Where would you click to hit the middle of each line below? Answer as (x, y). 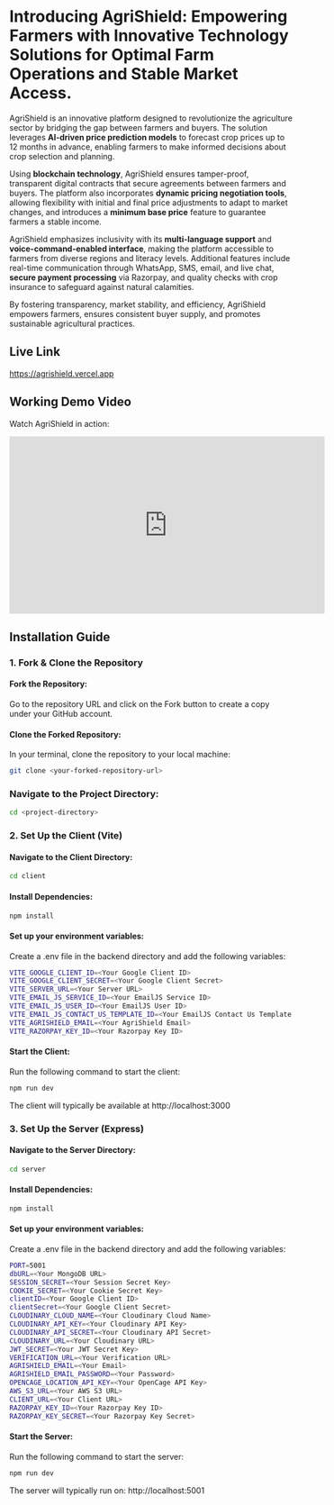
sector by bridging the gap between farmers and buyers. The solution (139, 127)
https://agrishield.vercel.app (62, 373)
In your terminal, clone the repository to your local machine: (120, 755)
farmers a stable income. (55, 222)
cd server (28, 1169)
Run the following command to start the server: (97, 1456)
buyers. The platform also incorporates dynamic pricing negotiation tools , (148, 193)
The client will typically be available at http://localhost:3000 (120, 1105)
